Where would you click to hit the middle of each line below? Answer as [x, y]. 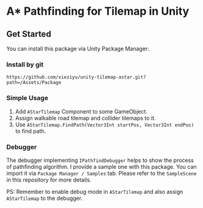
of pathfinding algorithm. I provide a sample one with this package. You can [102, 166]
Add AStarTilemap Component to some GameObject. [81, 111]
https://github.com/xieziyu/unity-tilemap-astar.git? [76, 77]
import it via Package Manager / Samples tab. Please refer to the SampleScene [102, 173]
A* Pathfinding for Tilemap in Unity [98, 11]
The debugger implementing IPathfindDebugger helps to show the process [100, 160]
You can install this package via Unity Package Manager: [78, 48]
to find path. [31, 131]
